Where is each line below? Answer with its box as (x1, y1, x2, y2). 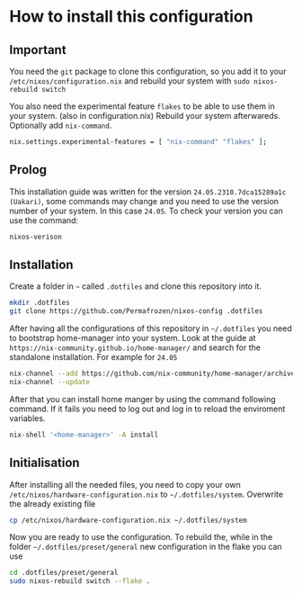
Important (9, 42, 67, 58)
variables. (9, 412, 46, 424)
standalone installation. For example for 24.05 (9, 352, 178, 363)
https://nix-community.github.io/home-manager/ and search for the (9, 342, 261, 353)
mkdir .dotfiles (9, 299, 70, 308)
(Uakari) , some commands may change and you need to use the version (9, 195, 280, 206)
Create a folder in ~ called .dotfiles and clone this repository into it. (9, 281, 262, 292)
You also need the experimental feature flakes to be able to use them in (9, 101, 276, 112)
